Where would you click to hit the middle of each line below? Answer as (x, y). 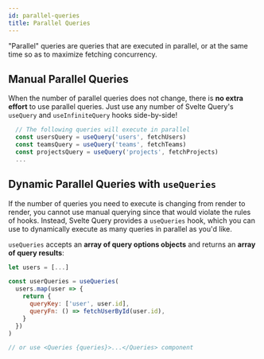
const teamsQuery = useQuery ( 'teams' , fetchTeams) (101, 145)
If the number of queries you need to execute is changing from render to (127, 203)
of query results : (37, 252)
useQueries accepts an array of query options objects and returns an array (132, 244)
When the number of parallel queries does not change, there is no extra (126, 98)
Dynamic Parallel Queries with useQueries (113, 184)
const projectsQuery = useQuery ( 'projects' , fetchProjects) (117, 152)
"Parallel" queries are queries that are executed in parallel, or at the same (128, 45)
